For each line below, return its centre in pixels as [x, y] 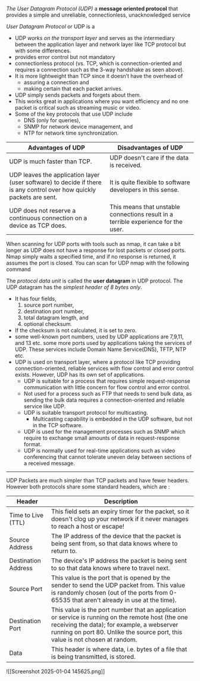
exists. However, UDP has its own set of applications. [80, 374]
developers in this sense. [144, 190]
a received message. [49, 463]
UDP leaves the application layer [54, 175]
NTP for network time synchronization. [71, 133]
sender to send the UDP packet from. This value [118, 585]
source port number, [49, 305]
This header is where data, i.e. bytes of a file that [119, 649]
